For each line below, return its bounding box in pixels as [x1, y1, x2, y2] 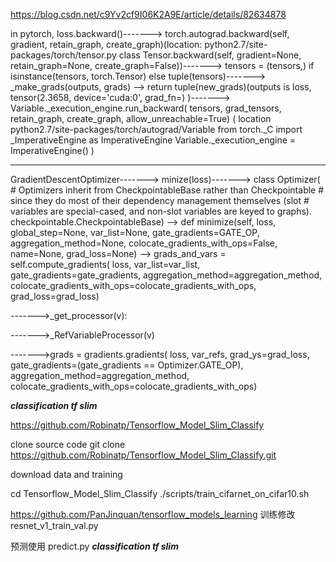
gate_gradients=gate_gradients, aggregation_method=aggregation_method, [10, 269, 323, 281]
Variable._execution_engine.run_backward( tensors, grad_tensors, [10, 102, 282, 114]
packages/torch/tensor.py [10, 49, 117, 61]
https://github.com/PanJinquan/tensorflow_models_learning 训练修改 [10, 509, 296, 520]
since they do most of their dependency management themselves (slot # [10, 195, 310, 206]
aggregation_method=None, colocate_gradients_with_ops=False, [10, 237, 278, 249]
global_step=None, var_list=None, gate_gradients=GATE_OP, [10, 227, 260, 238]
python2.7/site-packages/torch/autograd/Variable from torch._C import [10, 124, 303, 135]
